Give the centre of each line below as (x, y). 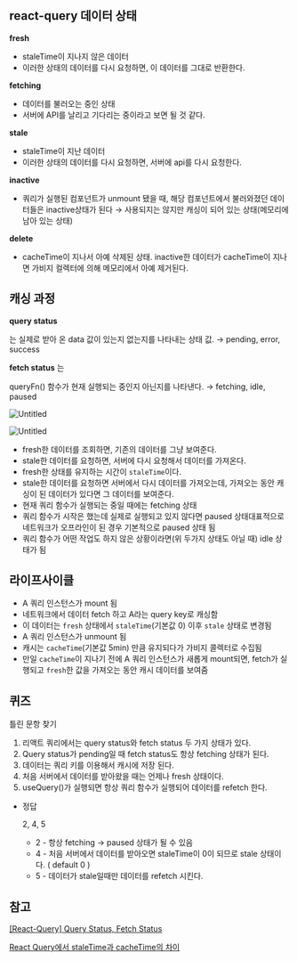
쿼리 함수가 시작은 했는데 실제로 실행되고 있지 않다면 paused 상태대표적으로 (153, 516)
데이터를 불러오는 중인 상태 (68, 103)
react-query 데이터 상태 (73, 16)
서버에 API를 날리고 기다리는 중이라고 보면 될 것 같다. (114, 115)
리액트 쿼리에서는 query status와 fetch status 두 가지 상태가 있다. (136, 743)
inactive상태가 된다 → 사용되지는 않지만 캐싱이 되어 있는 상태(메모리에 (167, 209)
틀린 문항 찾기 (33, 724)
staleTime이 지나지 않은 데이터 (75, 56)
